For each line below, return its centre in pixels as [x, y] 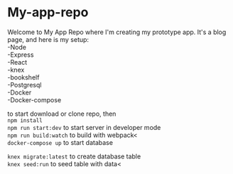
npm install [25, 120]
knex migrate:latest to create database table [74, 156]
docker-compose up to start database [60, 142]
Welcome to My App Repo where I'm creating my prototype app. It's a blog [117, 32]
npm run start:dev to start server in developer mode [84, 127]
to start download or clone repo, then [62, 114]
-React [17, 62]
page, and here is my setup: [48, 39]
